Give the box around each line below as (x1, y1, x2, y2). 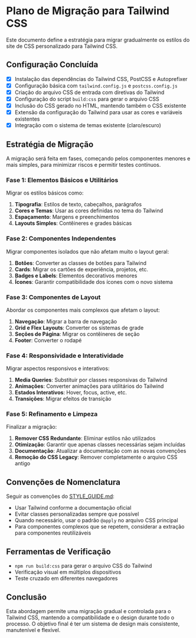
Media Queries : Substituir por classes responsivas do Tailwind (14, 377, 168, 384)
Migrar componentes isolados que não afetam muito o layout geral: (6, 248, 169, 255)
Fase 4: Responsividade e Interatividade (6, 351, 124, 360)
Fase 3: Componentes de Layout (6, 293, 101, 301)
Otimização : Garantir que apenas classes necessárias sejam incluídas (14, 441, 186, 448)
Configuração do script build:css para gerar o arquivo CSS (14, 95, 159, 102)
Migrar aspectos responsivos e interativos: (6, 365, 110, 372)
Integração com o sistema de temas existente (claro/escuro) (14, 122, 161, 129)
